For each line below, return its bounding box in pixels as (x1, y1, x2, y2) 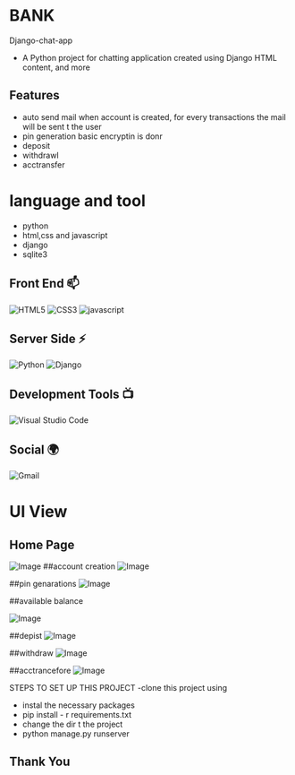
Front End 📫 (9, 276, 80, 291)
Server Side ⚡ (9, 331, 87, 346)
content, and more (21, 62, 91, 73)
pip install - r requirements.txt (21, 709, 132, 719)
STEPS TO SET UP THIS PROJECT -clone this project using (9, 682, 228, 693)
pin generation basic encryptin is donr (21, 131, 163, 142)
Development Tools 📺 (9, 386, 134, 401)
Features (9, 88, 60, 103)
